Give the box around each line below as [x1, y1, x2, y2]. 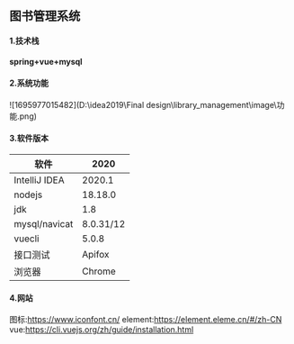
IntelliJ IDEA [13, 174, 65, 186]
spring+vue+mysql [9, 56, 83, 67]
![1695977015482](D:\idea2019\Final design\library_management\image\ [9, 99, 277, 110]
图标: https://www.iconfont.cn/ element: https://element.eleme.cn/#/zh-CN [9, 314, 282, 325]
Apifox [82, 249, 110, 260]
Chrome [82, 265, 117, 277]
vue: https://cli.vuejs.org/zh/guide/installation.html [9, 324, 194, 335]
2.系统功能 [9, 77, 49, 88]
